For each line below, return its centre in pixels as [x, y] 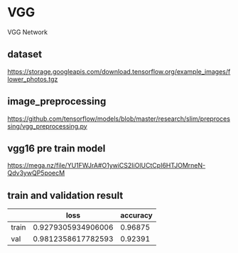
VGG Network [28, 32]
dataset [25, 54]
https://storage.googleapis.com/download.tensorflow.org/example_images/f [119, 71]
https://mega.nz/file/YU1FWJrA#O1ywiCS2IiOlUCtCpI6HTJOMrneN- [107, 166]
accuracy [136, 215]
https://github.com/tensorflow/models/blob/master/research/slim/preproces [119, 119]
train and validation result [65, 195]
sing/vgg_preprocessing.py [47, 126]
